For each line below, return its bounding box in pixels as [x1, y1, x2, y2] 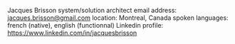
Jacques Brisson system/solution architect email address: [7, 6, 177, 14]
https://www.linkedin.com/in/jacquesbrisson [7, 28, 137, 37]
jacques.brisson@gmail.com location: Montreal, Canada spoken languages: [7, 13, 229, 22]
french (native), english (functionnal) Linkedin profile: [7, 21, 164, 29]
